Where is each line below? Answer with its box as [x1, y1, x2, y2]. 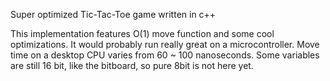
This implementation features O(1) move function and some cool [10, 28, 275, 39]
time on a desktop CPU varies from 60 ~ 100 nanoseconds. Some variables [10, 49, 320, 61]
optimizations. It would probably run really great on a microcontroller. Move [10, 39, 320, 50]
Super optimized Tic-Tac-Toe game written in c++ [10, 9, 217, 20]
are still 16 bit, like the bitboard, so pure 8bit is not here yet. [10, 60, 254, 71]
